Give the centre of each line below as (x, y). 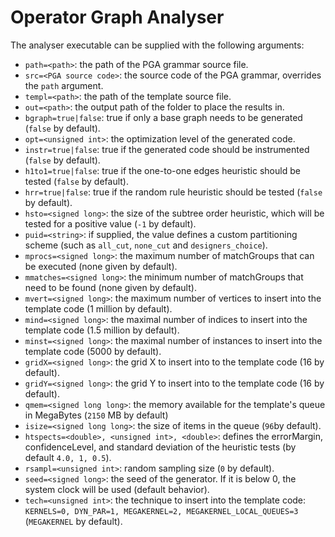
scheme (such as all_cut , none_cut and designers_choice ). (146, 245)
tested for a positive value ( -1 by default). (110, 223)
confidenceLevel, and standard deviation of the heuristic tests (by (160, 447)
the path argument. (64, 85)
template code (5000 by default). (93, 351)
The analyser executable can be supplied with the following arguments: (157, 45)
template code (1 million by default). (98, 308)
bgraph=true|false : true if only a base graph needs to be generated (163, 117)
